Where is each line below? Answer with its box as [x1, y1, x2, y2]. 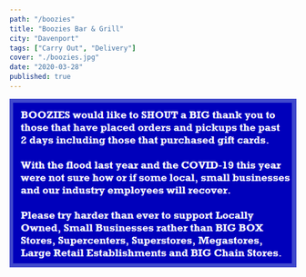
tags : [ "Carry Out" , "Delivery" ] [9, 44, 137, 53]
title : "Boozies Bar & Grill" [9, 24, 125, 34]
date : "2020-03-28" [9, 63, 84, 72]
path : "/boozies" [9, 15, 76, 24]
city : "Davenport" [9, 34, 79, 43]
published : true [9, 73, 71, 82]
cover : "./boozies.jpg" [9, 53, 100, 63]
